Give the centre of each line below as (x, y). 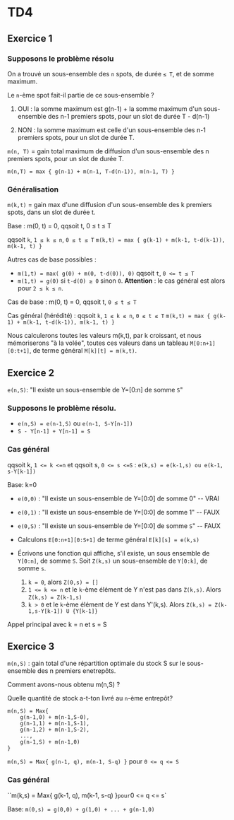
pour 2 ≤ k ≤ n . (40, 288)
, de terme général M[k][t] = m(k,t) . (83, 351)
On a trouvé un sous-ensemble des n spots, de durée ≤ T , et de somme (111, 74)
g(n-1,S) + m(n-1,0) (50, 742)
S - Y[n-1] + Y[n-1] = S (54, 432)
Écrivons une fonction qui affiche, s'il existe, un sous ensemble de (113, 553)
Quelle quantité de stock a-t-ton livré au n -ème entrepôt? (90, 698)
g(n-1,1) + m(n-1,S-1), (55, 724)
